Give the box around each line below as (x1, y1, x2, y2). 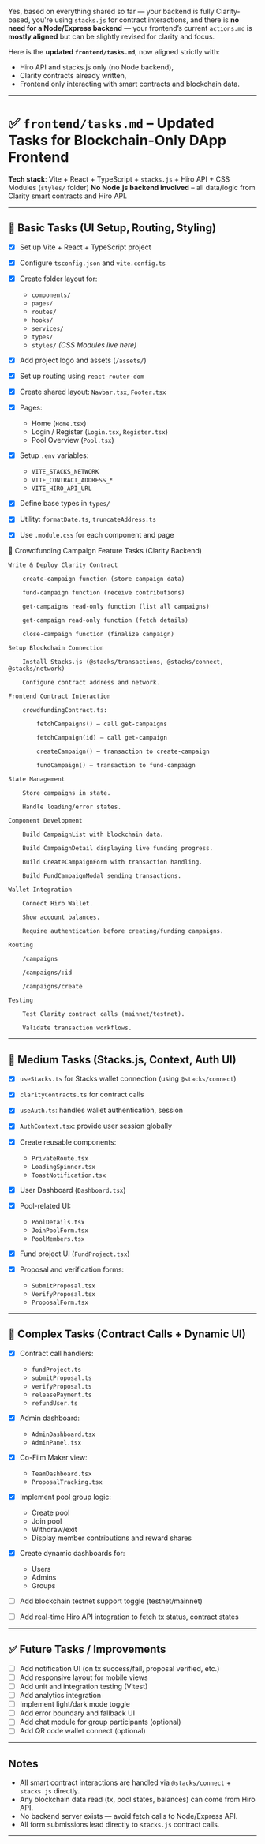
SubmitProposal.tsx (31, 1282, 96, 1290)
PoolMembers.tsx (31, 1235, 85, 1242)
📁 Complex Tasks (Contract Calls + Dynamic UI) (8, 1328, 246, 1341)
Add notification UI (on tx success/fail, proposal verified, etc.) (19, 1663, 220, 1673)
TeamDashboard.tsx (31, 1470, 92, 1478)
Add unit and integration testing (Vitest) (19, 1681, 148, 1691)
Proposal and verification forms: (19, 1265, 125, 1274)
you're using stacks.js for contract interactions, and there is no (32, 15, 239, 24)
